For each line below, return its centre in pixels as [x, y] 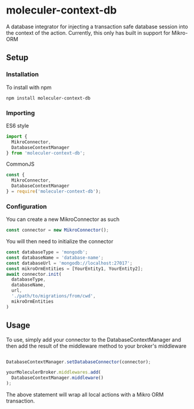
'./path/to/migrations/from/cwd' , [53, 296]
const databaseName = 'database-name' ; [55, 258]
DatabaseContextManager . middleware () [58, 378]
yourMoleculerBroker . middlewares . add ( [53, 372]
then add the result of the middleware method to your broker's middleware [96, 346]
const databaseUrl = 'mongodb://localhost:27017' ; [69, 263]
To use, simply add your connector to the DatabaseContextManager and [93, 339]
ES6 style [18, 126]
